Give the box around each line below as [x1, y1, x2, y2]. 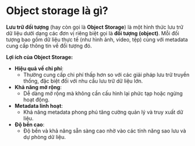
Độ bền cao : [14, 121, 45, 128]
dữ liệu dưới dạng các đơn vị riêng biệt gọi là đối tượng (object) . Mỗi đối [6, 29, 179, 36]
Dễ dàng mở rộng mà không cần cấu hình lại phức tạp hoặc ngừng [23, 90, 183, 97]
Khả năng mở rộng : [14, 83, 62, 90]
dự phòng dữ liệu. [23, 133, 66, 140]
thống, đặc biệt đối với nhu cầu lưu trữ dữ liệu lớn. [23, 77, 143, 84]
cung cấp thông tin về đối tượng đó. [6, 42, 92, 49]
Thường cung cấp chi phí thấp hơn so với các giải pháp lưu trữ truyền [23, 71, 190, 78]
